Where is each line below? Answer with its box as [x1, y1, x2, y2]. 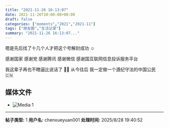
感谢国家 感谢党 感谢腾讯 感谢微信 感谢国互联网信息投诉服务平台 [5, 56, 138, 62]
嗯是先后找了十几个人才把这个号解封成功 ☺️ [5, 45, 95, 51]
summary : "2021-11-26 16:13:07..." [5, 31, 80, 36]
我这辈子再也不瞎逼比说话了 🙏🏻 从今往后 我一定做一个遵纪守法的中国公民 [5, 66, 156, 72]
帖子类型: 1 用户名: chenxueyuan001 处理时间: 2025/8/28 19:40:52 [5, 116, 143, 123]
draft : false [5, 17, 33, 22]
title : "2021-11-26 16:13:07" [5, 7, 69, 13]
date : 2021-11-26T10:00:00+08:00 [5, 12, 75, 17]
